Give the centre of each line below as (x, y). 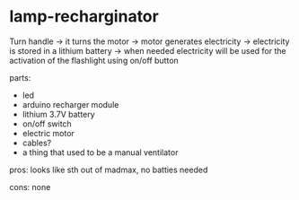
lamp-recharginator (84, 17)
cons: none (30, 187)
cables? (37, 143)
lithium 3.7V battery (59, 114)
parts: (20, 77)
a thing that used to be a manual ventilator (100, 152)
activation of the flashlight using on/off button (94, 60)
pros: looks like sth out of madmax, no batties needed (109, 170)
